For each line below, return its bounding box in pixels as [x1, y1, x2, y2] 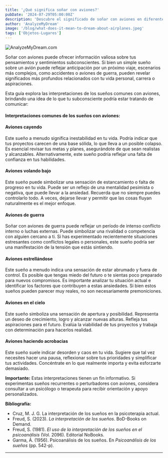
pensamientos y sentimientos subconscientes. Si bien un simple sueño [5, 60, 151, 65]
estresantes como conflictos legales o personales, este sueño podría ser [5, 239, 155, 245]
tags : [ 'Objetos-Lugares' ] [5, 31, 61, 36]
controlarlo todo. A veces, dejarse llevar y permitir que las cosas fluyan [5, 195, 152, 201]
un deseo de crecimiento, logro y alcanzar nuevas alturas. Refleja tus [5, 316, 147, 322]
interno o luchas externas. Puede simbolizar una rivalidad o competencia [5, 228, 155, 235]
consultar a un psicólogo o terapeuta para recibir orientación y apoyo [5, 385, 148, 391]
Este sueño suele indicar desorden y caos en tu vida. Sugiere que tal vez [5, 349, 155, 355]
